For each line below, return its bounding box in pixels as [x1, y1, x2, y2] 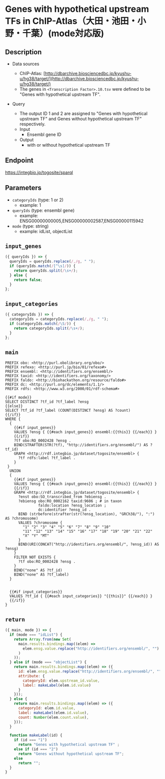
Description [5, 48, 42, 56]
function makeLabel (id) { [9, 733, 63, 738]
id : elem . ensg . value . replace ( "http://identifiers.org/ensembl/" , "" [18, 669, 162, 674]
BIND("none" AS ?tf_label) [14, 572, 69, 577]
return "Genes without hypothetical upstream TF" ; [18, 751, 124, 756]
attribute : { [18, 673, 45, 678]
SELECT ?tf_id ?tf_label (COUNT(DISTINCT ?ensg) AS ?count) [5, 408, 131, 413]
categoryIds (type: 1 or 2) [12, 196, 64, 203]
